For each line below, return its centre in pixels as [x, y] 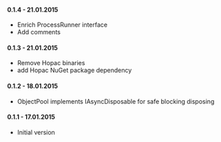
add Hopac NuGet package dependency [74, 70]
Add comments [39, 32]
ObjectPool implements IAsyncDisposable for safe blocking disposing [116, 101]
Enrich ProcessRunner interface [62, 25]
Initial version [36, 132]
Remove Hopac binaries [51, 63]
